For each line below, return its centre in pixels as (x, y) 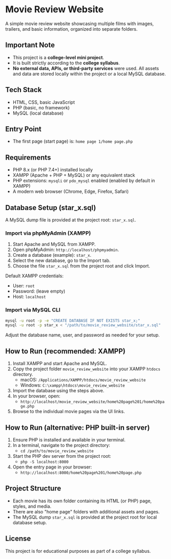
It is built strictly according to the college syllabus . (66, 63)
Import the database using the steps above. (58, 391)
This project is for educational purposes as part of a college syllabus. (78, 551)
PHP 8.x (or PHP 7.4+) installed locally (53, 170)
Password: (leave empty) (39, 291)
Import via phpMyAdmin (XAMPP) (48, 233)
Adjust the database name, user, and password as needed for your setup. (82, 335)
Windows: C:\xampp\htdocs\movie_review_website (72, 385)
